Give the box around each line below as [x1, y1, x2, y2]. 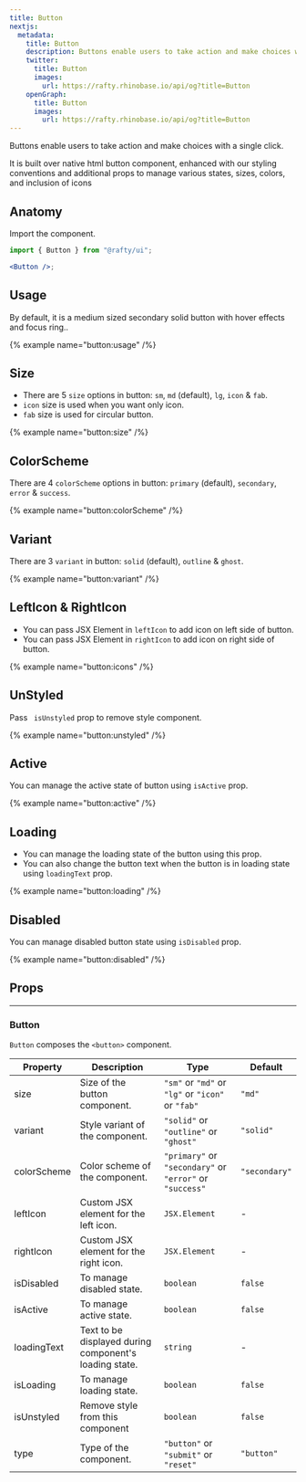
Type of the [79, 1442, 129, 1455]
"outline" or [163, 1125, 218, 1138]
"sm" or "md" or [163, 1077, 227, 1089]
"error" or [163, 1172, 209, 1185]
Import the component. [9, 227, 96, 238]
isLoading [14, 1379, 56, 1392]
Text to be [79, 1324, 123, 1337]
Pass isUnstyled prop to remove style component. [9, 711, 202, 722]
